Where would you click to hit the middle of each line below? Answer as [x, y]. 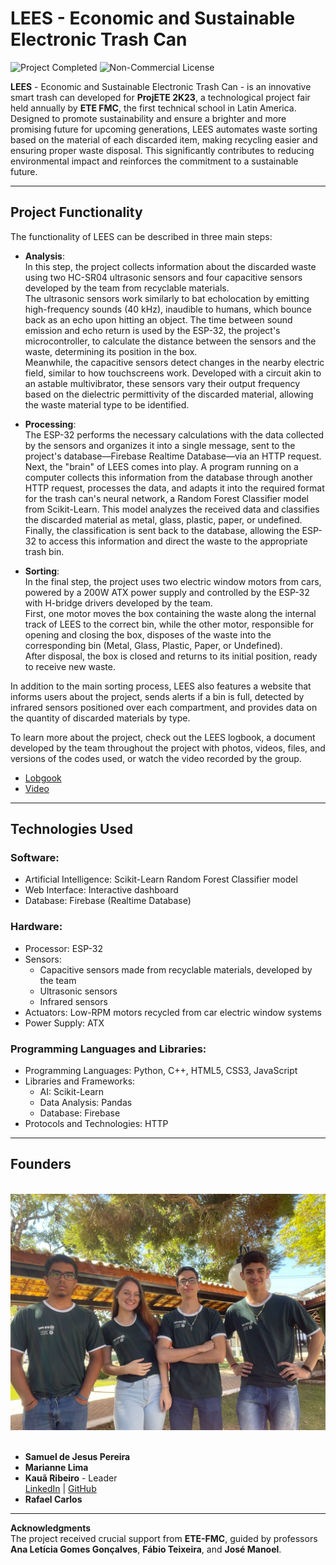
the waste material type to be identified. [107, 404]
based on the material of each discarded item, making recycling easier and [164, 139]
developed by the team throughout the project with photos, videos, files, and [168, 748]
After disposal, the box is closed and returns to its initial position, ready [171, 656]
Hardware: [36, 927]
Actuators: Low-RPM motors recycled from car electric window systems [173, 1012]
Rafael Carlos [53, 1499]
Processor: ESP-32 [63, 948]
